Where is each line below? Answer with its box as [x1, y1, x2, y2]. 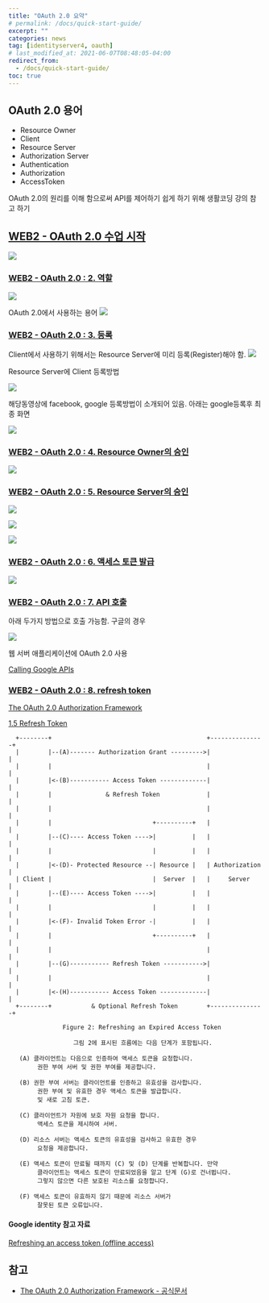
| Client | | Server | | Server [15, 876, 250, 884]
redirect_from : [8, 57, 60, 65]
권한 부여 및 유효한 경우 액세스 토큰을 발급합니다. [37, 1088, 183, 1096]
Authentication [19, 160, 69, 169]
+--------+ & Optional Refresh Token [15, 1002, 179, 1010]
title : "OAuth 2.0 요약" [8, 11, 89, 20]
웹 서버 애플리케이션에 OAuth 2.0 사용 [8, 648, 128, 658]
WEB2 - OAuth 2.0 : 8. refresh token [8, 685, 151, 696]
